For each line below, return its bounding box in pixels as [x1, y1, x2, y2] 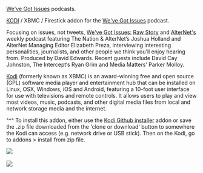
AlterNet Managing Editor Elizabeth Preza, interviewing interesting [6, 42, 171, 49]
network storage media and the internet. [6, 105, 107, 112]
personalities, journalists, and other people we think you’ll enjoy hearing [6, 48, 186, 55]
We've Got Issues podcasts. [6, 5, 76, 12]
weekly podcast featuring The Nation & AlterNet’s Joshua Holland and [6, 35, 181, 42]
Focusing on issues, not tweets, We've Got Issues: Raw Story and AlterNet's [6, 29, 196, 36]
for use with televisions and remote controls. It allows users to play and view [6, 92, 197, 99]
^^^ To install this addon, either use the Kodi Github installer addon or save [6, 117, 192, 124]
